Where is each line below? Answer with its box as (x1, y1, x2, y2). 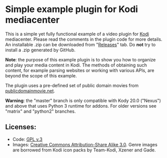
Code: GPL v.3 (12, 136, 43, 142)
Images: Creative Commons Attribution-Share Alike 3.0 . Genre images (12, 141, 157, 147)
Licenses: (5, 123, 37, 131)
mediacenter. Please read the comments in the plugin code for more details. (5, 36, 162, 42)
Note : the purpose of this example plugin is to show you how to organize (5, 56, 156, 62)
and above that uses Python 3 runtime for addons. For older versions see (5, 103, 157, 109)
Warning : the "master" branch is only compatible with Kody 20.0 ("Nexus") (5, 97, 161, 104)
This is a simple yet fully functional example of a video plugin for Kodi (5, 31, 149, 37)
